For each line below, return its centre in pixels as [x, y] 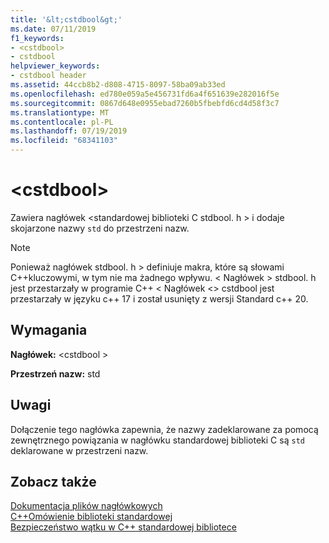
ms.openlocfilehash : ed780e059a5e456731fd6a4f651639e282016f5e [145, 94]
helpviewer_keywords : [55, 66]
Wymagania [49, 330]
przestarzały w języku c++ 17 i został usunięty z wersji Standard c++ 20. [159, 298]
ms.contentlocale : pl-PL [62, 122]
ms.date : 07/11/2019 [53, 29]
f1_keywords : [37, 38]
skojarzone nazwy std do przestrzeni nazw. [100, 228]
